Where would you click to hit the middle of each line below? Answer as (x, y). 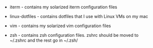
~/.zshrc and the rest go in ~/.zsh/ (44, 40)
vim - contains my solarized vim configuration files (60, 26)
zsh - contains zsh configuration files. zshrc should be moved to (74, 35)
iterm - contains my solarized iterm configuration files (63, 7)
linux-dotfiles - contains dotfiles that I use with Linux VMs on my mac (79, 16)
